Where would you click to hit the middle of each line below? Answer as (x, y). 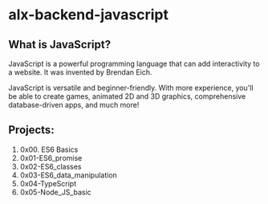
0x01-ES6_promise (51, 157)
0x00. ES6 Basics (49, 149)
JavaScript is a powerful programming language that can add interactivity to (134, 63)
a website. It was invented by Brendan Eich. (80, 72)
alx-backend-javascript (88, 15)
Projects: (31, 130)
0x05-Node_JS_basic (56, 192)
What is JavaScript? (59, 45)
